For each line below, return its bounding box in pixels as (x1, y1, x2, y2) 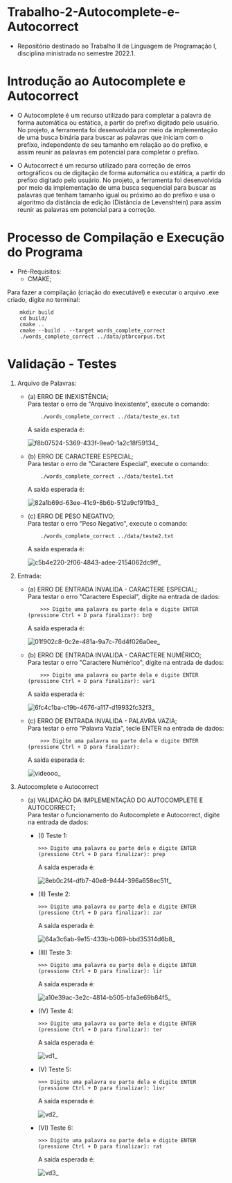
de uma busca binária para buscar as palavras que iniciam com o (17, 133, 204, 141)
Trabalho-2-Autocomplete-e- (7, 4, 181, 20)
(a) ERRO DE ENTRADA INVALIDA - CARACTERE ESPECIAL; (27, 585, 197, 593)
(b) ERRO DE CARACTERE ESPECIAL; (27, 452, 134, 461)
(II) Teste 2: (37, 889, 71, 898)
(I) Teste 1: (37, 831, 68, 839)
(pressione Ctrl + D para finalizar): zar (37, 909, 163, 916)
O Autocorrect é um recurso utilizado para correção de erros (17, 161, 191, 170)
